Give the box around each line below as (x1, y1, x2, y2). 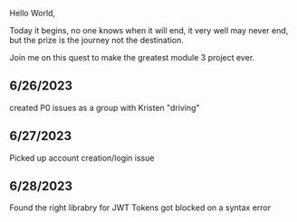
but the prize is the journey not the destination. (9, 35, 184, 45)
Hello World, (9, 8, 56, 18)
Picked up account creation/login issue (9, 153, 155, 163)
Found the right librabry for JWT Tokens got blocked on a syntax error (9, 202, 272, 213)
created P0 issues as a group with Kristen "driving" (9, 102, 201, 113)
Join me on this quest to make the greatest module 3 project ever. (9, 52, 255, 62)
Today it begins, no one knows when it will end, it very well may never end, (9, 25, 289, 35)
